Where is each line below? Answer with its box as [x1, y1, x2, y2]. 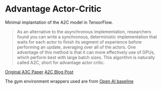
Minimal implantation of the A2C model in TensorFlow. [5, 19, 113, 25]
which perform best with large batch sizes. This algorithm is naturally [16, 54, 155, 60]
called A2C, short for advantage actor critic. [16, 59, 105, 65]
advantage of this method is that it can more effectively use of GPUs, [16, 49, 155, 55]
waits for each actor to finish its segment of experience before [16, 39, 142, 44]
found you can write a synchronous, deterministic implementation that [16, 34, 157, 40]
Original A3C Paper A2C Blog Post [5, 69, 74, 74]
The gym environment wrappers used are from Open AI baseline [5, 78, 134, 84]
